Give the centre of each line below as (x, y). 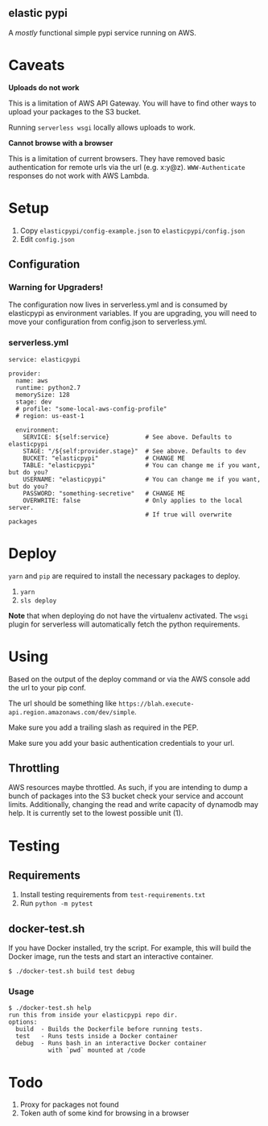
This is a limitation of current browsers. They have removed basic (117, 158)
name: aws (32, 381)
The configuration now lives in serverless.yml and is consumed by (118, 304)
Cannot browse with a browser (61, 143)
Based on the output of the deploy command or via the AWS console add (130, 679)
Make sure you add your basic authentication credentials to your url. (122, 743)
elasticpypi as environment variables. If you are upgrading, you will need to (133, 313)
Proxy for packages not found (69, 1105)
